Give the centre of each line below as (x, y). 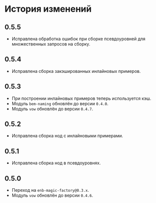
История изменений (48, 9)
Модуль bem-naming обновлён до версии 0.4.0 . (60, 103)
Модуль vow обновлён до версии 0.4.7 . (52, 109)
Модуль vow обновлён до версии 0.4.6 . (52, 195)
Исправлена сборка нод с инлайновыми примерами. (67, 136)
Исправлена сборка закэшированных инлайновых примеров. (76, 71)
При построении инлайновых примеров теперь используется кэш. (81, 98)
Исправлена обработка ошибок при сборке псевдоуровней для (78, 39)
